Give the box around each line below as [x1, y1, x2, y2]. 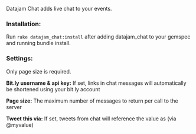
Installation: [6, 20, 41, 28]
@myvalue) [6, 121, 34, 128]
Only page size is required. [6, 68, 71, 75]
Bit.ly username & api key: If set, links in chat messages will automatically [6, 79, 187, 87]
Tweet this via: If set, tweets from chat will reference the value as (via [6, 115, 177, 122]
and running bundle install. [6, 40, 71, 47]
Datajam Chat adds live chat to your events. [6, 5, 112, 12]
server [6, 103, 22, 110]
